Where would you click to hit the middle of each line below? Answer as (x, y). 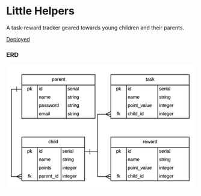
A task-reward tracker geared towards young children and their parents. (95, 28)
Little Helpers (41, 11)
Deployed (18, 39)
